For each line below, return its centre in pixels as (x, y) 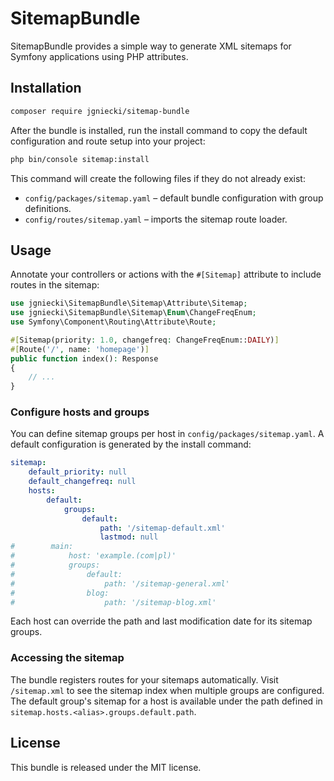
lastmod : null (129, 537)
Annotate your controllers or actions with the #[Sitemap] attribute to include (166, 274)
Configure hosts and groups (80, 412)
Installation (46, 88)
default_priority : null (78, 472)
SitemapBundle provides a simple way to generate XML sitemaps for (151, 46)
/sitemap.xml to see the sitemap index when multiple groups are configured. (167, 690)
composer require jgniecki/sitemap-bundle (100, 111)
